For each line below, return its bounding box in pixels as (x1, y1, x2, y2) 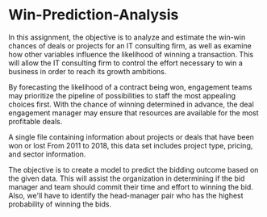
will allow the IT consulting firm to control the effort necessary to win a (8, 58, 244, 68)
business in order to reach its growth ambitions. (8, 66, 167, 76)
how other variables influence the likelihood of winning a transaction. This (8, 49, 254, 59)
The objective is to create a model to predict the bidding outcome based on (8, 165, 259, 174)
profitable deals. (8, 116, 63, 126)
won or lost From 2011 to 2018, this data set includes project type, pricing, (8, 140, 253, 150)
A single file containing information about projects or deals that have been (8, 131, 254, 142)
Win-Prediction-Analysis (8, 6, 179, 24)
